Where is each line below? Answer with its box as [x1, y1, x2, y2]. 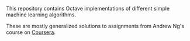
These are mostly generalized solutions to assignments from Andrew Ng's [6, 23, 185, 29]
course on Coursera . [6, 29, 56, 36]
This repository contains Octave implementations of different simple [6, 5, 170, 12]
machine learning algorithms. [6, 11, 77, 18]
